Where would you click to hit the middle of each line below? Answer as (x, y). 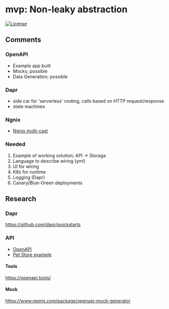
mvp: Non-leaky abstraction (67, 9)
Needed (15, 144)
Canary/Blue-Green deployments (48, 183)
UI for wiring (26, 166)
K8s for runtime (29, 172)
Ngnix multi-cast (30, 131)
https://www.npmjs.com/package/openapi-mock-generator (68, 301)
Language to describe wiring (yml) (49, 161)
